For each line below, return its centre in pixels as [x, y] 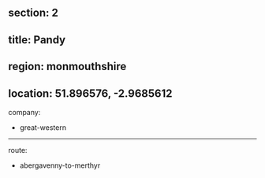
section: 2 [34, 13]
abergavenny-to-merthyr [60, 165]
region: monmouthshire [67, 67]
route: [18, 150]
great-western [43, 127]
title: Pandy [37, 40]
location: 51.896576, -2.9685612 [90, 93]
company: [24, 112]
